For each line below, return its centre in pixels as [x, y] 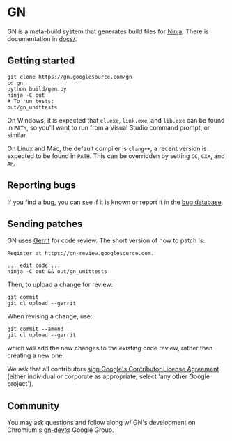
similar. [17, 135]
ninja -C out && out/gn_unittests [57, 272]
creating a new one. [36, 355]
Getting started [41, 61]
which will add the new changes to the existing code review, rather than [110, 348]
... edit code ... [34, 265]
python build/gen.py [37, 89]
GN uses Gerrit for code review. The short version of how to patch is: [106, 240]
